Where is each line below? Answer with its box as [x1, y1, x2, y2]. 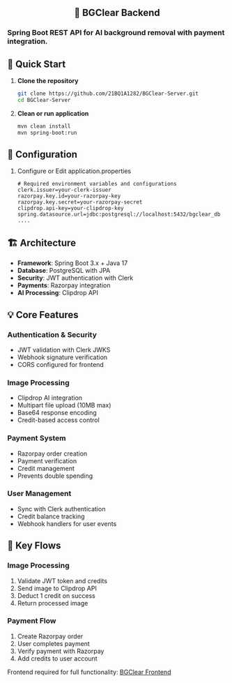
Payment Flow [7, 616, 56, 626]
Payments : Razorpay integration [17, 281, 111, 290]
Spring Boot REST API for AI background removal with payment [7, 28, 225, 38]
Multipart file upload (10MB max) [17, 401, 111, 410]
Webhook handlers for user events [17, 519, 117, 527]
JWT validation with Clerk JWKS [17, 345, 111, 354]
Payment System [7, 433, 66, 443]
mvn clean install [17, 123, 71, 130]
